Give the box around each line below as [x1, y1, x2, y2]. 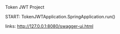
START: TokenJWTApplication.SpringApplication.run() [5, 14, 116, 19]
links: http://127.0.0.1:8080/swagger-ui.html [5, 23, 94, 29]
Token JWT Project [5, 4, 45, 10]
